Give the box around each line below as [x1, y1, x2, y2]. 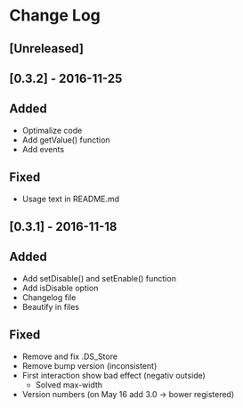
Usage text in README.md [21, 193, 120, 204]
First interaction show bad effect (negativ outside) [21, 370, 207, 380]
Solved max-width [35, 379, 103, 390]
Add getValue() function [21, 135, 110, 145]
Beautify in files [21, 301, 80, 312]
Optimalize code [21, 125, 83, 135]
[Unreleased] [9, 41, 85, 56]
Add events [21, 143, 65, 154]
